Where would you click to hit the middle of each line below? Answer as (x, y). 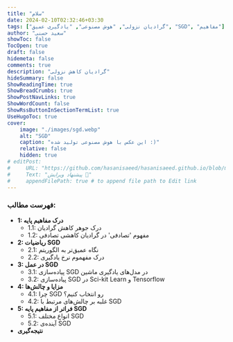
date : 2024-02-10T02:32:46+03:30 (55, 20)
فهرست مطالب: (32, 205)
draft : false (26, 53)
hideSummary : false (35, 78)
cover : (17, 123)
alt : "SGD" (35, 136)
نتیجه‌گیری (30, 330)
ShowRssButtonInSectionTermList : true (63, 110)
